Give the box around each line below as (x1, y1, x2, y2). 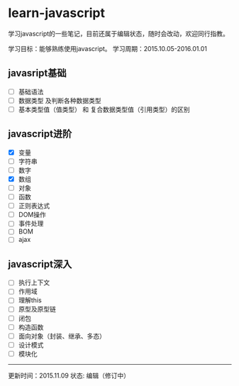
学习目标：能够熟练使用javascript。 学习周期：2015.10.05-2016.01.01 (8, 44, 208, 53)
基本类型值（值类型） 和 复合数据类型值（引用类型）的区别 (18, 105, 190, 114)
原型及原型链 (18, 305, 56, 314)
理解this (18, 296, 42, 304)
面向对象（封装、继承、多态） (18, 331, 106, 340)
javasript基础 (8, 67, 67, 79)
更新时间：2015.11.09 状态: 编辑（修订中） (8, 371, 130, 380)
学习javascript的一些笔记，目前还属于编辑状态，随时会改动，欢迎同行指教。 (8, 29, 230, 38)
